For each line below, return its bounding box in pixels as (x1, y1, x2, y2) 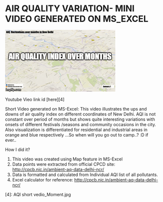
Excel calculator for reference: (12, 177, 73, 182)
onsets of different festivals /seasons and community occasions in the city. (5, 121, 157, 127)
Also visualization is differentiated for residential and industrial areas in (5, 127, 148, 133)
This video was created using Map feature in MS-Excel (12, 156, 123, 162)
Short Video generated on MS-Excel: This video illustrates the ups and (5, 106, 147, 112)
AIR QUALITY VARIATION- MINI (5, 3, 135, 14)
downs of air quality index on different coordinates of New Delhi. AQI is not (5, 111, 156, 117)
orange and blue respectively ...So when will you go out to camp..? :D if (5, 132, 148, 137)
